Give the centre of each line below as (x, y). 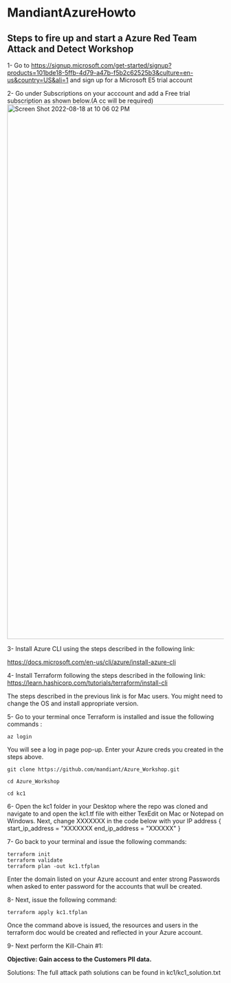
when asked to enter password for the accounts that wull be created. (105, 886)
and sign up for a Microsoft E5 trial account (131, 80)
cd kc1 (16, 794)
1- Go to (18, 65)
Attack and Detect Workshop (70, 49)
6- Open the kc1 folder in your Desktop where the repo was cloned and (108, 806)
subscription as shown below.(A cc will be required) (80, 101)
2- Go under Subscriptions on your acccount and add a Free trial (99, 93)
